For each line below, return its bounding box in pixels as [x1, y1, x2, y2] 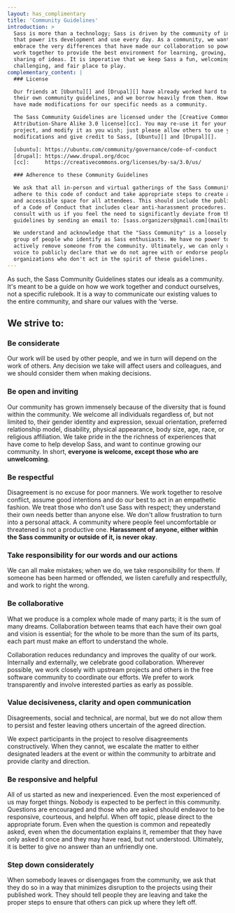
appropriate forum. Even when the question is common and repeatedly [7, 821, 211, 829]
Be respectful [7, 472, 54, 482]
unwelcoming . [7, 455, 50, 463]
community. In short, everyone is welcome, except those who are [7, 447, 199, 455]
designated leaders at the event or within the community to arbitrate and [7, 749, 216, 757]
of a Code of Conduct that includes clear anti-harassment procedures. [13, 204, 227, 211]
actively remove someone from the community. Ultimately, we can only [13, 242, 224, 249]
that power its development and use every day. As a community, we [13, 36, 215, 43]
